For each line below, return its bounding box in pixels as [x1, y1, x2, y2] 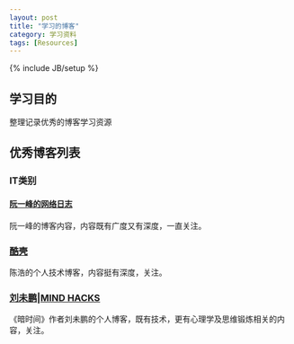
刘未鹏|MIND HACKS [9, 291, 101, 304]
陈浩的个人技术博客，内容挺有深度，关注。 [9, 267, 167, 278]
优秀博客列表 [9, 146, 81, 161]
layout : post [9, 13, 58, 22]
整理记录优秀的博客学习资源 [9, 117, 112, 128]
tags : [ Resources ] [9, 38, 78, 48]
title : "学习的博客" [9, 22, 79, 31]
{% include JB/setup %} [9, 63, 99, 74]
